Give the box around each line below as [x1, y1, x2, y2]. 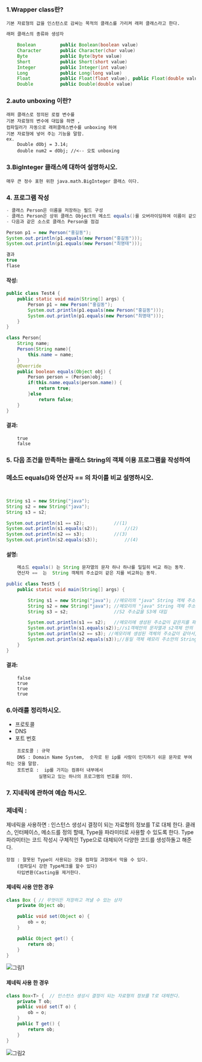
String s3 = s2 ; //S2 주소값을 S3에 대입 [28, 608, 167, 615]
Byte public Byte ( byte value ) [17, 53, 122, 59]
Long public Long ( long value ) [17, 70, 122, 76]
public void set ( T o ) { [17, 1004, 77, 1010]
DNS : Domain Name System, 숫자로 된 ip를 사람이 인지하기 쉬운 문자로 [17, 754, 182, 760]
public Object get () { [17, 935, 74, 941]
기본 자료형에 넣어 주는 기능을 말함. [6, 131, 85, 137]
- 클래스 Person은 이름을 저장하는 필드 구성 [6, 207, 103, 213]
